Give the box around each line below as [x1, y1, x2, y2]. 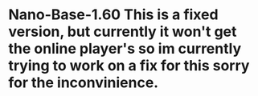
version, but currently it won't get [8, 22, 237, 41]
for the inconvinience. [8, 74, 159, 92]
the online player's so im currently [8, 40, 242, 58]
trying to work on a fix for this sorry [8, 57, 250, 75]
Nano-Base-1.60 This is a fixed [8, 6, 219, 24]
